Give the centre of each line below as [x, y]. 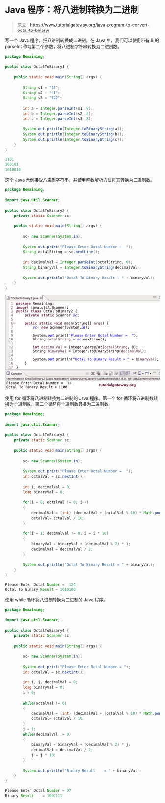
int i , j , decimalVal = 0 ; [50, 682]
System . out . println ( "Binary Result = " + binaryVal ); [82, 771]
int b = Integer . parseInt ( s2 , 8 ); [58, 114]
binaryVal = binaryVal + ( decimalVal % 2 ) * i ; [81, 544]
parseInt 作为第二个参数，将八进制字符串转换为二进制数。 [63, 46]
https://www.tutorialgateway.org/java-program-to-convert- [90, 25]
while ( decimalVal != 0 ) [47, 734]
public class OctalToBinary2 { [37, 210]
